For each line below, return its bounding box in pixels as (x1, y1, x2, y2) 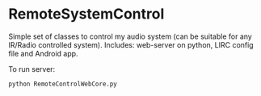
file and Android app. (8, 48, 78, 58)
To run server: (8, 64, 56, 73)
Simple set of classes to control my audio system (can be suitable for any (8, 31, 252, 41)
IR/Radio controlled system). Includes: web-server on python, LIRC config (8, 40, 254, 49)
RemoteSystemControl (8, 5, 165, 23)
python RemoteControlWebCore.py (8, 80, 117, 88)
